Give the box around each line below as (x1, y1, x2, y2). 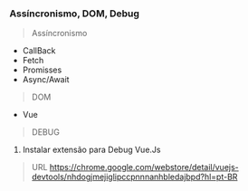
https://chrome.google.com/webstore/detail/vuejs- (49, 162, 240, 173)
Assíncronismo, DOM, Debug (9, 7, 140, 20)
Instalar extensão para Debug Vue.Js (22, 144, 161, 156)
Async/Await (22, 74, 70, 85)
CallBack (22, 45, 56, 56)
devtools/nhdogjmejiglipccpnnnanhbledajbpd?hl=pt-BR (31, 171, 238, 183)
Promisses (22, 64, 62, 75)
